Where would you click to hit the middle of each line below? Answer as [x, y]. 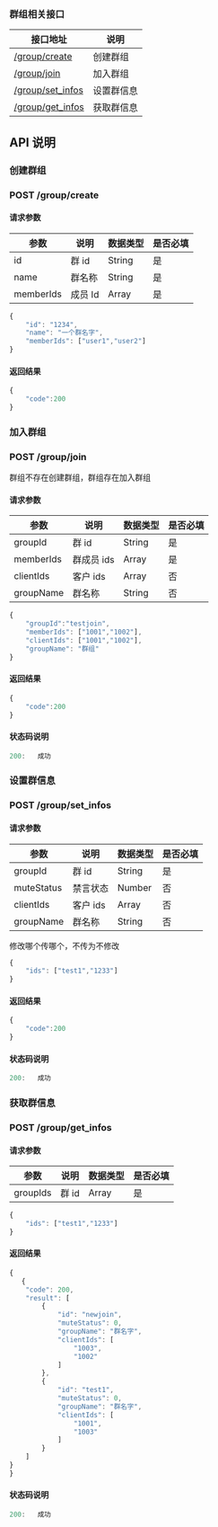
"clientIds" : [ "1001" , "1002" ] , [84, 640]
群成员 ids [93, 560]
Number [135, 887]
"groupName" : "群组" [62, 649]
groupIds [33, 1193]
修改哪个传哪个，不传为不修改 [64, 945]
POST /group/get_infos [61, 1127]
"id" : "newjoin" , [90, 1315]
